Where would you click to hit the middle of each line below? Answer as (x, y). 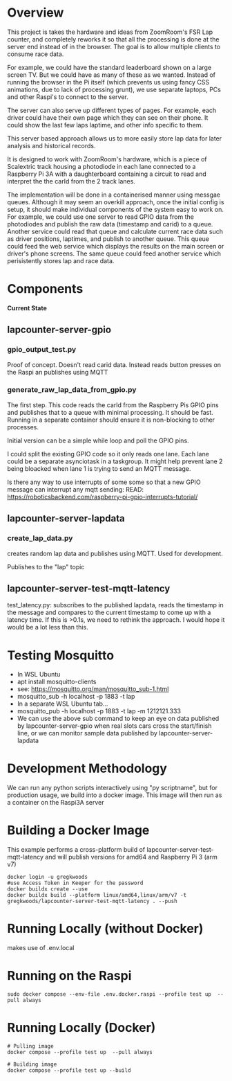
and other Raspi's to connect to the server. (68, 97)
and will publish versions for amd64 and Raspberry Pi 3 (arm (131, 857)
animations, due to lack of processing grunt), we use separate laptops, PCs (114, 89)
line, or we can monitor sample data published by (87, 733)
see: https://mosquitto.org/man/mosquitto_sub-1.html (93, 689)
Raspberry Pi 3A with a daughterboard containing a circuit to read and (107, 174)
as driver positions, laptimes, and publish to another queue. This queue (108, 239)
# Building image (32, 1064)
